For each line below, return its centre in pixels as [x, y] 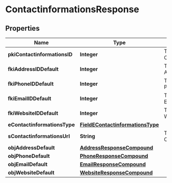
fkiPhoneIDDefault [31, 84]
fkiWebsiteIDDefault [33, 113]
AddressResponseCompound [116, 148]
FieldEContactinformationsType [119, 125]
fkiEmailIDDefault [30, 98]
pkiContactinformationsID [40, 54]
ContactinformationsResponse [72, 9]
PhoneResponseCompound [114, 156]
